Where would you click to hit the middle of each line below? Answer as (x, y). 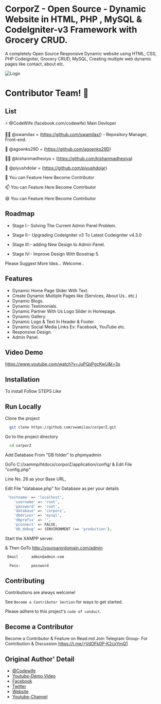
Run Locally (23, 407)
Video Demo (24, 352)
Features (19, 279)
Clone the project (22, 418)
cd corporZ (20, 445)
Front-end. (16, 140)
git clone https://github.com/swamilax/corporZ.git (63, 427)
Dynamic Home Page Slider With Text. (50, 290)
